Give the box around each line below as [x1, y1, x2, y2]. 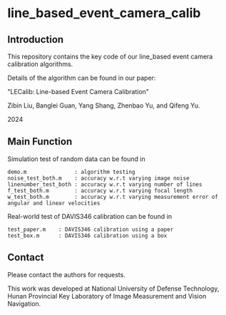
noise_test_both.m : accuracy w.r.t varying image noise [7, 175, 190, 182]
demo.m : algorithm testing [7, 168, 135, 175]
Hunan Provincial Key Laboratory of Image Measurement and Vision [7, 291, 207, 300]
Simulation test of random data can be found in [7, 155, 145, 163]
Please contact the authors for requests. [7, 270, 126, 279]
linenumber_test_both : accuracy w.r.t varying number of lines [7, 180, 202, 188]
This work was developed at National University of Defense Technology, [7, 284, 220, 293]
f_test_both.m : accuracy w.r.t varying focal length [7, 187, 193, 194]
